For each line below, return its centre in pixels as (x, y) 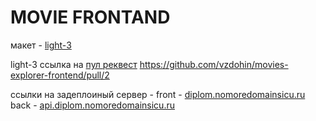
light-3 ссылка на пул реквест (74, 64)
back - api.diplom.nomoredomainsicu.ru (92, 105)
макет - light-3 (41, 45)
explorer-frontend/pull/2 (60, 75)
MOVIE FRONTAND (90, 17)
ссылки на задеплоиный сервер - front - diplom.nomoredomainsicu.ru (158, 94)
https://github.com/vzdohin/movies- (214, 64)
